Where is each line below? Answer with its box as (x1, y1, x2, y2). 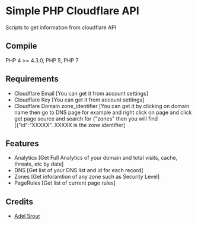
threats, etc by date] (14, 160, 64, 167)
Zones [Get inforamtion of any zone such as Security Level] (14, 173, 160, 180)
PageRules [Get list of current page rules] (14, 179, 116, 186)
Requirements (5, 74, 59, 84)
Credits (5, 197, 34, 207)
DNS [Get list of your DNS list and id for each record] (14, 167, 143, 174)
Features (5, 138, 39, 148)
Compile (5, 41, 37, 51)
